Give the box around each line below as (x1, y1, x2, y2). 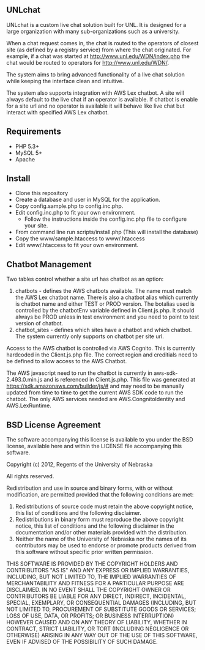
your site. (24, 222, 48, 229)
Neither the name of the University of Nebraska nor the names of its (15, 535, 187, 543)
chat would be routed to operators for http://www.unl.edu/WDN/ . (6, 59, 170, 66)
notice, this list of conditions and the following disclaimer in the (15, 522, 174, 530)
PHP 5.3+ (15, 142, 40, 150)
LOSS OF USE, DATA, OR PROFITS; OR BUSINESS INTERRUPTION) (6, 612, 174, 619)
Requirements (6, 127, 61, 137)
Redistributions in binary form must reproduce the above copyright (15, 516, 184, 523)
